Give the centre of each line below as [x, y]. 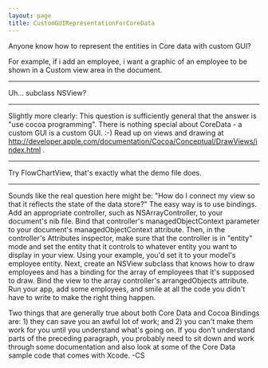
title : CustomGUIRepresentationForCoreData [82, 23]
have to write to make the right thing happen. [82, 297]
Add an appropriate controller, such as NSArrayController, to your [116, 212]
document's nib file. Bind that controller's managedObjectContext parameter [134, 221]
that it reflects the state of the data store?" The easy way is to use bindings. [133, 204]
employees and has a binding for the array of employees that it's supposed [132, 271]
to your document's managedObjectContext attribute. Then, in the [117, 229]
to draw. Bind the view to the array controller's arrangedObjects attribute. [128, 280]
